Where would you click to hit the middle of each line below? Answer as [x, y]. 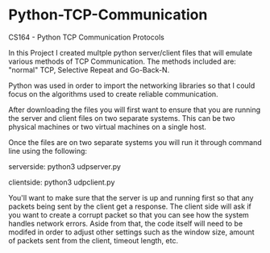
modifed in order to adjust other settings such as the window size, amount [132, 232]
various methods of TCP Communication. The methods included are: [122, 61]
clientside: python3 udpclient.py [62, 182]
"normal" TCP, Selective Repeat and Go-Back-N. [89, 69]
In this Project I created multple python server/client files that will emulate [130, 52]
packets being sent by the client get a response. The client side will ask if [130, 206]
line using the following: [48, 151]
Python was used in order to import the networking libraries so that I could [132, 85]
